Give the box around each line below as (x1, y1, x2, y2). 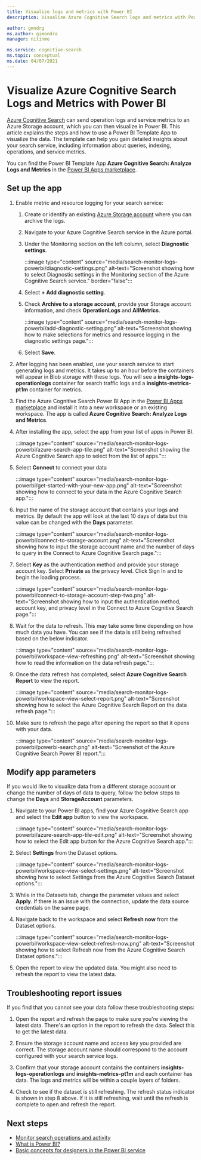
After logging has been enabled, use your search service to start (15, 360, 174, 367)
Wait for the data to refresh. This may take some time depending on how (15, 622, 194, 629)
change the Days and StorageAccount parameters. (7, 796, 134, 803)
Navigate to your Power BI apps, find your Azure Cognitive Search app (15, 807, 188, 814)
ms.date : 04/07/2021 (7, 58, 58, 64)
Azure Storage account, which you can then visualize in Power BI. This (7, 122, 181, 130)
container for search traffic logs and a (52, 379, 146, 386)
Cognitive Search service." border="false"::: (24, 277, 133, 284)
